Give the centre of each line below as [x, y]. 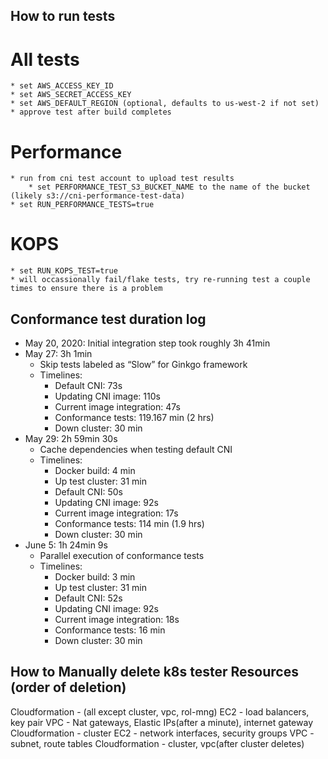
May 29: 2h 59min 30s [71, 439]
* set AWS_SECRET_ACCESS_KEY [71, 95]
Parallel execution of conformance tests [122, 556]
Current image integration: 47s [117, 407]
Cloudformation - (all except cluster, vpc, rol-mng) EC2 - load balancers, [160, 711]
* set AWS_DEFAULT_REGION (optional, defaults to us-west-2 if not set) [165, 104]
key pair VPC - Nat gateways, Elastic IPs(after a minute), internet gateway [161, 722]
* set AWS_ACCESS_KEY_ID [62, 86]
